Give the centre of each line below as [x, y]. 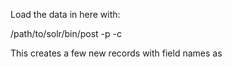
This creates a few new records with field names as [116, 53]
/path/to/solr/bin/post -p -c [66, 33]
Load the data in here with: [65, 14]
